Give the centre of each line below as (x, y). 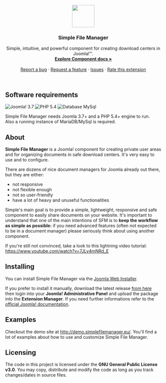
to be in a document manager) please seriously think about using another (80, 230)
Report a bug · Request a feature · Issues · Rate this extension (83, 70)
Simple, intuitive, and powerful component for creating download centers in (83, 48)
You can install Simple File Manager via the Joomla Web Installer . (71, 279)
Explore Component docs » (83, 59)
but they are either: (25, 174)
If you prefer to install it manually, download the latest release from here (79, 288)
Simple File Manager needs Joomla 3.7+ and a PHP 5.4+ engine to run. (78, 116)
